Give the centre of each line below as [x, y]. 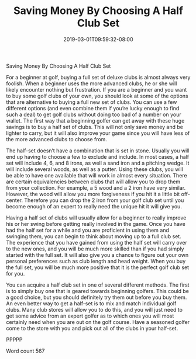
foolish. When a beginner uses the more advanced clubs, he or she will [92, 83]
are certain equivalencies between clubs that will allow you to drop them [93, 182]
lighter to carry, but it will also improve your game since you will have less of [98, 133]
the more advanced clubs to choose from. [56, 139]
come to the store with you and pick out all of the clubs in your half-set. [92, 328]
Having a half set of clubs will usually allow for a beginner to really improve [96, 218]
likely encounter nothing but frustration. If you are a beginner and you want [97, 89]
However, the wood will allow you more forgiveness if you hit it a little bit [93, 194]
